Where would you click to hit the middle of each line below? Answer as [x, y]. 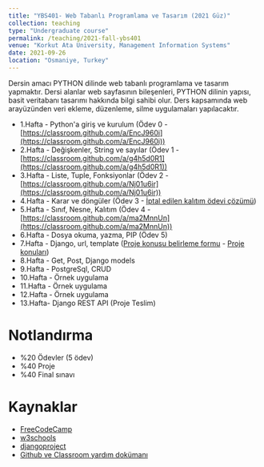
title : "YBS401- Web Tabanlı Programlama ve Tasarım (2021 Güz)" [119, 16]
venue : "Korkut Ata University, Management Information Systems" [119, 46]
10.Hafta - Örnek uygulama [64, 277]
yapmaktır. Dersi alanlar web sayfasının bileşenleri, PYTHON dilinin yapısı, [130, 91]
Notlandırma [51, 335]
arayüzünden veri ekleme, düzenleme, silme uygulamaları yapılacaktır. [124, 108]
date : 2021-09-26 [37, 53]
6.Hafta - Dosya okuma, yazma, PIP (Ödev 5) [94, 235]
